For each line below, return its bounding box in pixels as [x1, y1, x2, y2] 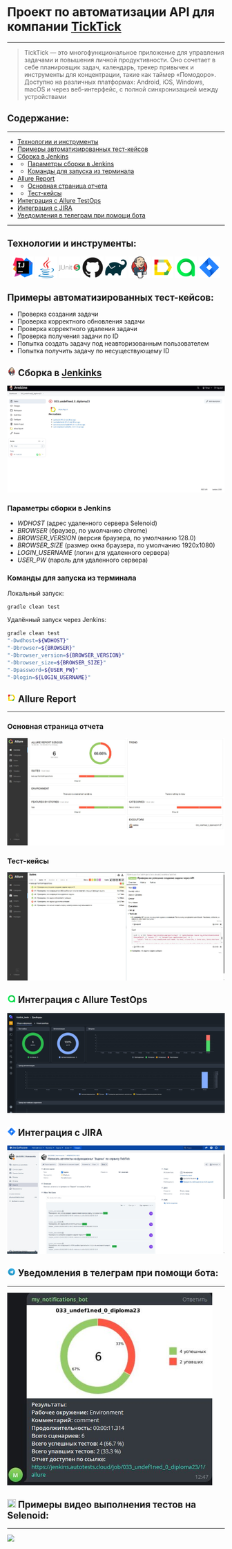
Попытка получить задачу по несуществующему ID [17, 347, 170, 355]
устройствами [23, 92, 67, 100]
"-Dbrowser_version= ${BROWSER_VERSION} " [7, 652, 126, 659]
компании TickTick [7, 19, 122, 35]
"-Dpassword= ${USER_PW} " [7, 666, 79, 673]
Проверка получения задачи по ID [17, 332, 119, 340]
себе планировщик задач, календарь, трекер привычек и [23, 63, 195, 71]
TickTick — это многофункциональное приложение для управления [23, 48, 224, 56]
